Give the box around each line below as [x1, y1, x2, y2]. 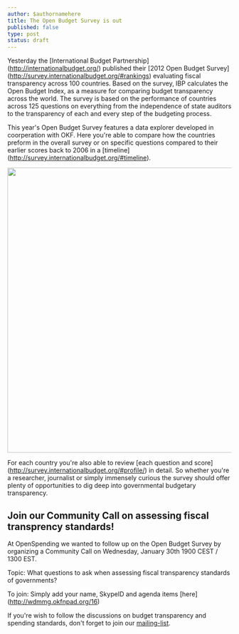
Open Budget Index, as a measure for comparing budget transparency [7, 87, 213, 95]
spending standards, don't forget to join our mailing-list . [7, 618, 171, 627]
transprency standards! [7, 521, 115, 533]
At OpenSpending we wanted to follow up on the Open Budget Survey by [7, 539, 222, 548]
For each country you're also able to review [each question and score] [7, 459, 213, 467]
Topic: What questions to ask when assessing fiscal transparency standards [7, 568, 230, 577]
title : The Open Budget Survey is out [7, 17, 122, 24]
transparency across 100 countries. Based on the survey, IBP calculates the [7, 79, 229, 88]
